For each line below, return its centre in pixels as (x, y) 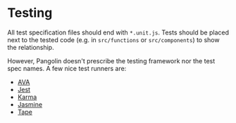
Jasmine (30, 104)
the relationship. (31, 47)
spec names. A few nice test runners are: (67, 68)
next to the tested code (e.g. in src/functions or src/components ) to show (113, 39)
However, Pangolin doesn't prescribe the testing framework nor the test (111, 60)
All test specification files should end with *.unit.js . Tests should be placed (118, 32)
